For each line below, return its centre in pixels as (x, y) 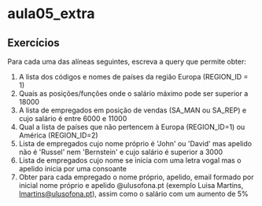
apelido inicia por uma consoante (73, 169)
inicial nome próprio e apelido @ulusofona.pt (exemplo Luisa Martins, (131, 185)
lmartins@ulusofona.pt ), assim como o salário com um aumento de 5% (133, 194)
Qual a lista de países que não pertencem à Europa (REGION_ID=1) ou (132, 127)
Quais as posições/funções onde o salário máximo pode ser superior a (133, 94)
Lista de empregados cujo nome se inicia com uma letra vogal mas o (130, 160)
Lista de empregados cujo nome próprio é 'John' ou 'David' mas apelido (135, 143)
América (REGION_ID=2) (59, 135)
